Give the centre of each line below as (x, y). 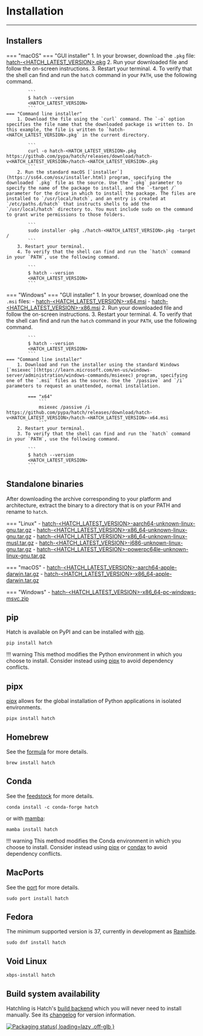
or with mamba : (26, 818)
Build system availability (53, 994)
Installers (24, 41)
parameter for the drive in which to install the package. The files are (101, 193)
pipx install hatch (31, 719)
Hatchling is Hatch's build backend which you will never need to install (94, 1009)
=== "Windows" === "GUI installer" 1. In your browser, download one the (97, 295)
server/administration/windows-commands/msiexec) (70, 375)
